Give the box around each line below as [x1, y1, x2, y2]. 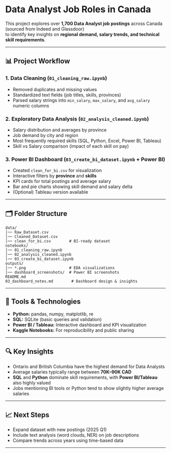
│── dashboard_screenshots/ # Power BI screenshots [5, 270, 120, 275]
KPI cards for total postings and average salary [12, 178, 111, 184]
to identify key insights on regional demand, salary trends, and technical [5, 31, 160, 37]
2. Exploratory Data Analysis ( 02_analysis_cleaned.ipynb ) [5, 115, 149, 122]
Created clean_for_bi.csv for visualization [12, 167, 102, 174]
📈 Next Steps [5, 411, 50, 419]
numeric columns [12, 102, 49, 109]
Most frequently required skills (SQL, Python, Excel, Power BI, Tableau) [12, 138, 162, 144]
